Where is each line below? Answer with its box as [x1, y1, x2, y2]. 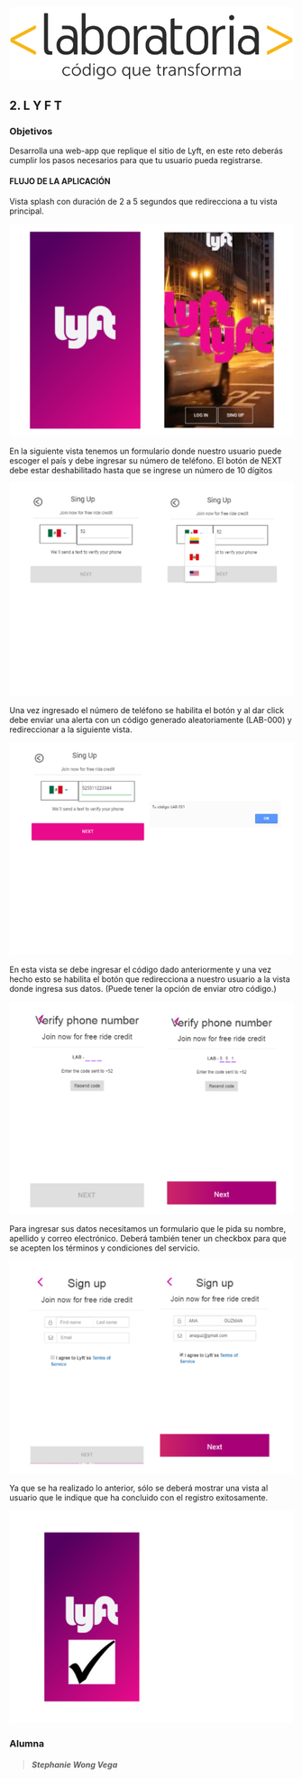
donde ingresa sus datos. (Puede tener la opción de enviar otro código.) [9, 983, 277, 994]
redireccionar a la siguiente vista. [9, 724, 133, 735]
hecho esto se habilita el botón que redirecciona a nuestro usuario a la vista [9, 973, 290, 985]
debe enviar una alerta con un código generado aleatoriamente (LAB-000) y [9, 714, 293, 725]
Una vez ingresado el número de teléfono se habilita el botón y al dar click [9, 704, 285, 715]
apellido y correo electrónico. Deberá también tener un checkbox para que [9, 1233, 287, 1243]
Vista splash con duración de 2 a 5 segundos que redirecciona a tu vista [9, 196, 278, 206]
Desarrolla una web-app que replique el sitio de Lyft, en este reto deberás [9, 145, 284, 156]
